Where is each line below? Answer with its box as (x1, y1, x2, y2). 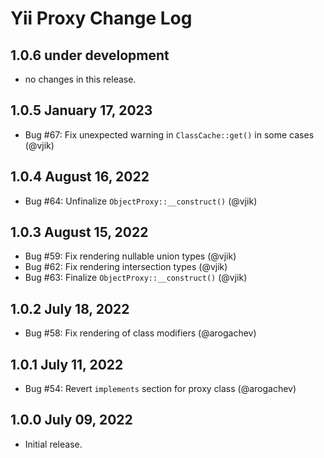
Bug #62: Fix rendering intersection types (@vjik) (24, 261, 228, 273)
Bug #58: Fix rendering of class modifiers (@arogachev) (24, 327, 257, 339)
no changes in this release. (24, 73, 137, 85)
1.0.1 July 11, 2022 (10, 356, 124, 373)
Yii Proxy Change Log (10, 7, 193, 30)
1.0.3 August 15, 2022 (10, 224, 149, 241)
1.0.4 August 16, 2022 (10, 168, 150, 186)
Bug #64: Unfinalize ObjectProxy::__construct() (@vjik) (24, 195, 258, 207)
